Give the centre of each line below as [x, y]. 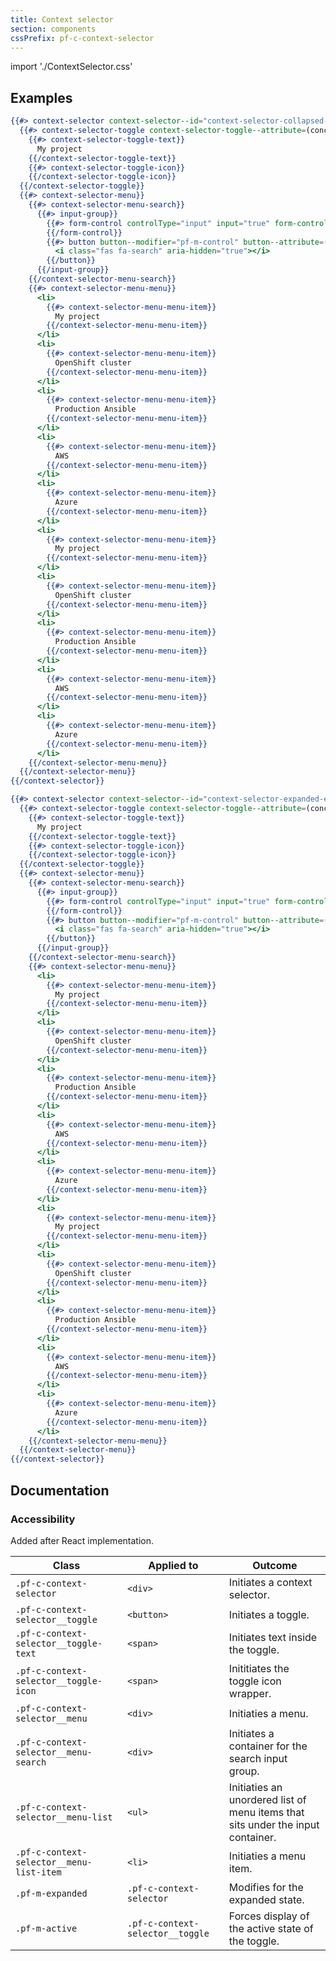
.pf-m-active [46, 1928]
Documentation [60, 1490]
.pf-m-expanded [51, 1893]
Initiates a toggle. [269, 1614]
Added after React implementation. [82, 1540]
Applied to [173, 1565]
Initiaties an [255, 1787]
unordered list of [267, 1799]
